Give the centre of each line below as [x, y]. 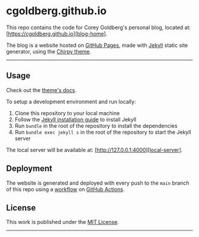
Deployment [29, 168]
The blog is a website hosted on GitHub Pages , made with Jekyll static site [97, 45]
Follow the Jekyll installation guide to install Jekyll [76, 119]
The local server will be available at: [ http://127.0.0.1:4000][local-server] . [94, 150]
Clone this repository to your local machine [67, 113]
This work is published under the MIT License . [63, 222]
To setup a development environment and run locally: [71, 102]
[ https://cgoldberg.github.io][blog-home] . [57, 33]
